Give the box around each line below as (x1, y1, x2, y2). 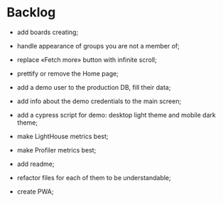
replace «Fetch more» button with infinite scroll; (16, 55, 157, 64)
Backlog (6, 4, 56, 21)
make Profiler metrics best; (16, 145, 97, 154)
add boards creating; (16, 28, 79, 36)
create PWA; (16, 187, 54, 196)
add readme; (16, 160, 55, 168)
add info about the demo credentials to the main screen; (16, 97, 182, 105)
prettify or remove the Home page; (16, 69, 119, 78)
